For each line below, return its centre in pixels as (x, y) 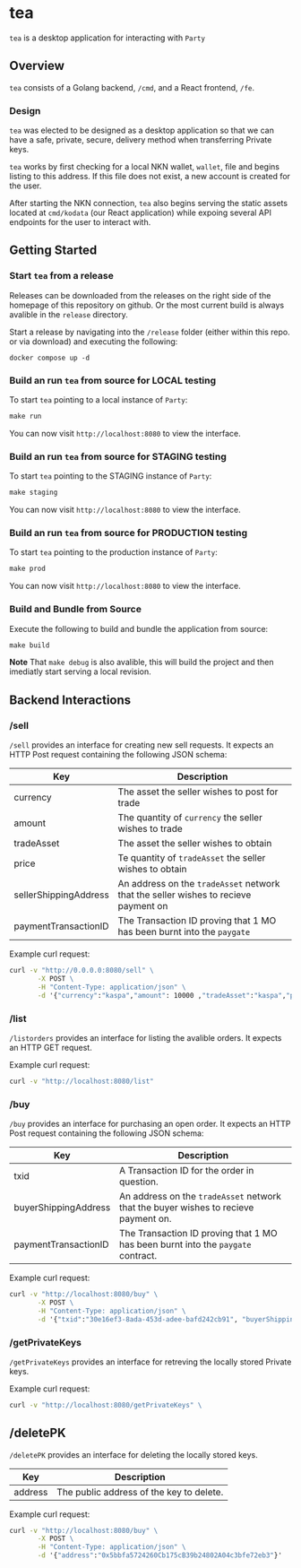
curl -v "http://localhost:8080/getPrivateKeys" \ (106, 1405)
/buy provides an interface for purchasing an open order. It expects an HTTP (150, 1124)
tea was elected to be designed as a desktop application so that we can (142, 130)
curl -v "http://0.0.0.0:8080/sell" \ (82, 971)
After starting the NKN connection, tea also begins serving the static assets (149, 204)
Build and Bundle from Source (75, 610)
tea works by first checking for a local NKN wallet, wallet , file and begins (145, 167)
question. (139, 1182)
